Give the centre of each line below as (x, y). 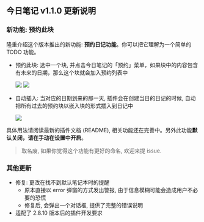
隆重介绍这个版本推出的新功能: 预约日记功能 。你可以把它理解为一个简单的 (99, 44)
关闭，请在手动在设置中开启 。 (49, 138)
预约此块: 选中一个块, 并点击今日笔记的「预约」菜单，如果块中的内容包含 (107, 65)
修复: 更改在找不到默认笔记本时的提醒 (62, 182)
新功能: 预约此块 (30, 30)
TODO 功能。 (23, 52)
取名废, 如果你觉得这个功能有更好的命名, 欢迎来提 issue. (91, 151)
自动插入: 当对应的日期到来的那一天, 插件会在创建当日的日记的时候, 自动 (105, 98)
